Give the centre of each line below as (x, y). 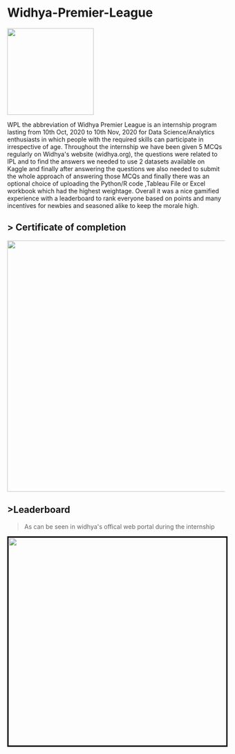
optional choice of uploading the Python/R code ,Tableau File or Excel (106, 183)
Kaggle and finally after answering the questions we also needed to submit (113, 168)
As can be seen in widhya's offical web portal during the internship (120, 526)
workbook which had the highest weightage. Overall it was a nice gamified (113, 191)
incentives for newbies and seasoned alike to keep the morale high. (103, 205)
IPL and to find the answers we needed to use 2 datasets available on (106, 161)
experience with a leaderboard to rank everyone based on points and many (114, 198)
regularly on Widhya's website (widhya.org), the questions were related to (112, 154)
